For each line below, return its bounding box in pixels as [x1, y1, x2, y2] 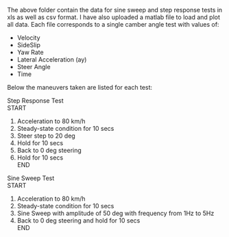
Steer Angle [16, 63, 51, 71]
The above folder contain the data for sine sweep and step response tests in [7, 6, 223, 14]
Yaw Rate [16, 48, 44, 56]
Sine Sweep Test [7, 174, 55, 182]
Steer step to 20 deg [16, 132, 75, 140]
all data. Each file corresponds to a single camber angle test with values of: [7, 21, 219, 28]
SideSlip [16, 41, 41, 49]
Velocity [16, 34, 40, 42]
